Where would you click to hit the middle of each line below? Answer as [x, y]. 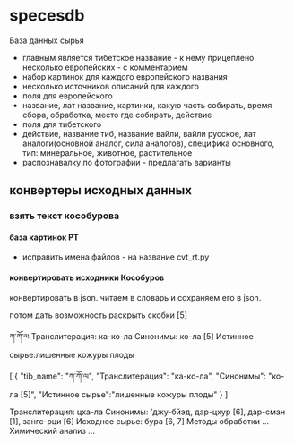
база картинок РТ [44, 237]
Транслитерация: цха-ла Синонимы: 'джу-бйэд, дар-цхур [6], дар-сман [147, 412]
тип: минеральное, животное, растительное [107, 152]
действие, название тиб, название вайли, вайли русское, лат [139, 133]
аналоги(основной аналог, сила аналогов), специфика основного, [148, 143]
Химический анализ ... [52, 430]
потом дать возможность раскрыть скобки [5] [99, 315]
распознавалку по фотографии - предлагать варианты [126, 162]
